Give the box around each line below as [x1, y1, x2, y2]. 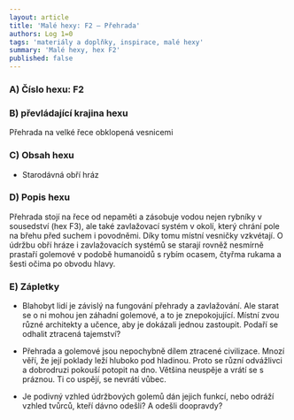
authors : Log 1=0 [9, 29, 73, 38]
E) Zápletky [9, 280, 60, 293]
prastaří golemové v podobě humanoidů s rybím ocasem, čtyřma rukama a [9, 248, 282, 259]
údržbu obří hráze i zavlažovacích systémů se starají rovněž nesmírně [9, 240, 264, 250]
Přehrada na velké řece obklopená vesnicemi [9, 127, 174, 138]
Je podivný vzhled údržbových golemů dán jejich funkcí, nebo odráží [21, 391, 275, 402]
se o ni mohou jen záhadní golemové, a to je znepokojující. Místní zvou [21, 310, 280, 321]
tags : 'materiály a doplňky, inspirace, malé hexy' [9, 37, 204, 47]
